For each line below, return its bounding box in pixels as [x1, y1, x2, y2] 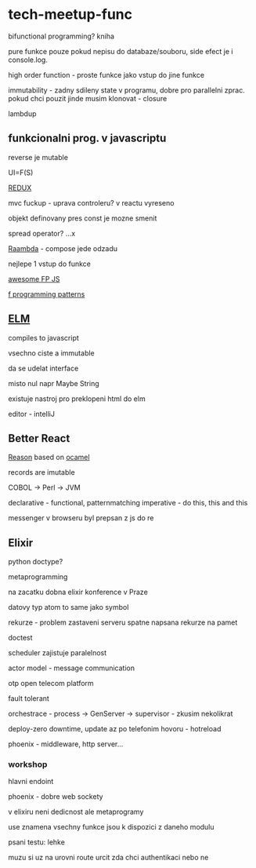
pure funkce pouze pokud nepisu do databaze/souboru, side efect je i [8, 46, 233, 56]
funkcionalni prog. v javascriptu [8, 132, 167, 145]
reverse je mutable [8, 152, 69, 162]
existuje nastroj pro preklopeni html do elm [8, 394, 146, 403]
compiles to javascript [8, 333, 80, 342]
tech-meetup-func [8, 5, 133, 24]
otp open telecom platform [8, 679, 94, 688]
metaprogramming [8, 572, 68, 582]
